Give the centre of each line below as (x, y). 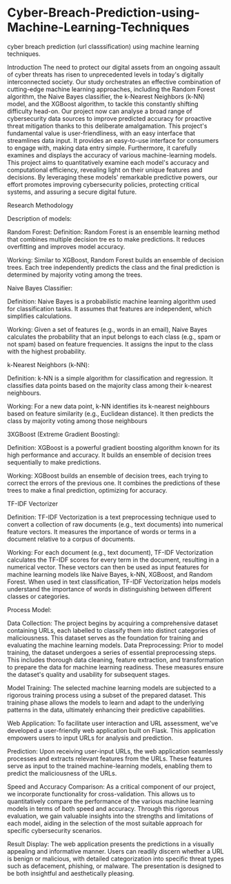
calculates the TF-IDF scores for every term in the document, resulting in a (113, 560)
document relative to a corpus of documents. (71, 539)
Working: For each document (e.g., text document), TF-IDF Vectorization (110, 552)
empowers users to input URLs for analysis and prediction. (90, 738)
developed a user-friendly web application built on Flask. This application (111, 730)
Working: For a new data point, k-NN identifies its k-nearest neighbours (109, 406)
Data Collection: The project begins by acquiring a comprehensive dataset (113, 623)
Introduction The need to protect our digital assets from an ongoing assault (114, 67)
